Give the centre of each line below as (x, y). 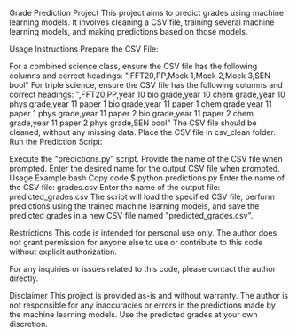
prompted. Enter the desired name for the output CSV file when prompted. (145, 168)
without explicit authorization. (63, 252)
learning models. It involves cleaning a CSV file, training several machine (142, 22)
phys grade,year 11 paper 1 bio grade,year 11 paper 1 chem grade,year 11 (141, 104)
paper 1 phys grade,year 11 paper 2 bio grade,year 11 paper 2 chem (132, 113)
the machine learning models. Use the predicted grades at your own (133, 314)
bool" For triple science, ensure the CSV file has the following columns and (146, 85)
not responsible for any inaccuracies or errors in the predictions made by (143, 305)
